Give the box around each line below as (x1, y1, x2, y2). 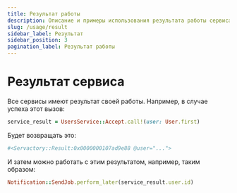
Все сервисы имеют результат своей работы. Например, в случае (7, 97, 208, 105)
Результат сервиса (7, 74, 125, 90)
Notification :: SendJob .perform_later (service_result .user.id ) (7, 178, 194, 186)
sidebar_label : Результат (7, 30, 83, 37)
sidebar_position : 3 (7, 37, 68, 44)
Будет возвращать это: (7, 131, 76, 139)
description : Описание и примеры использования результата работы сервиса (7, 17, 232, 24)
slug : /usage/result (7, 23, 68, 30)
